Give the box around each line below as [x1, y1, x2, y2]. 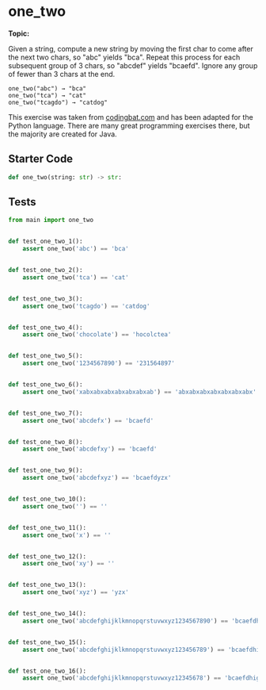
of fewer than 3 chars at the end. [8, 69, 116, 79]
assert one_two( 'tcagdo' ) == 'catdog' [22, 302, 150, 310]
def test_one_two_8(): [8, 438, 83, 446]
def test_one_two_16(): [8, 667, 87, 675]
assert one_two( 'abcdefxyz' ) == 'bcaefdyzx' [22, 474, 172, 482]
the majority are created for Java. [8, 129, 117, 139]
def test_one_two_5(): [8, 352, 83, 360]
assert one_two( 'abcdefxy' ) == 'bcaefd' [22, 445, 158, 454]
